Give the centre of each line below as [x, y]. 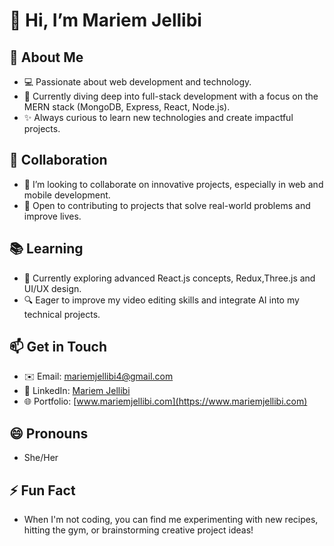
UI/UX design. [52, 288]
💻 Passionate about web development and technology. [137, 82]
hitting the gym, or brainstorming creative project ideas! [138, 530]
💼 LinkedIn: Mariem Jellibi [77, 391]
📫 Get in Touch [58, 347]
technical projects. [62, 314]
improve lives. [52, 216]
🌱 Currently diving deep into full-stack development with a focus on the [171, 96]
